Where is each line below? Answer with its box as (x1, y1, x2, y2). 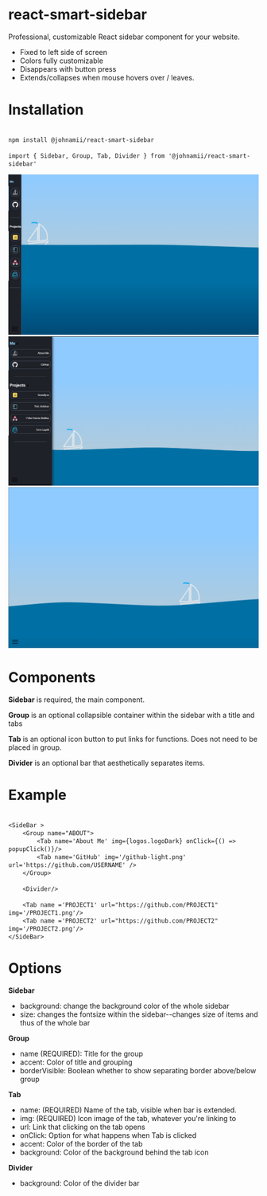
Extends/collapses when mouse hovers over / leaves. (19, 73, 195, 82)
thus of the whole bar (19, 1018, 91, 1027)
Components (8, 669, 96, 687)
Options (8, 959, 62, 977)
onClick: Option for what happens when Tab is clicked (19, 1130, 197, 1140)
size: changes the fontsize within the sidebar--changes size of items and (19, 1010, 258, 1019)
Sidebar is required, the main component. (8, 695, 145, 704)
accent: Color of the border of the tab (19, 1139, 143, 1148)
